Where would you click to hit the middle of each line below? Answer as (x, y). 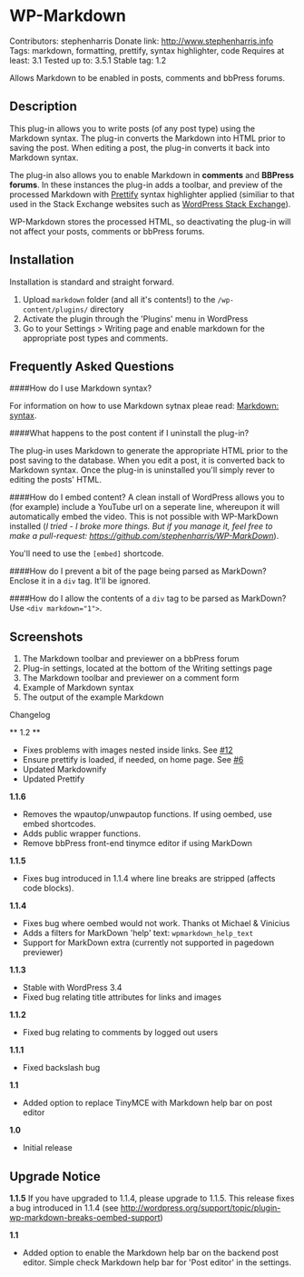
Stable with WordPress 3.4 (72, 988)
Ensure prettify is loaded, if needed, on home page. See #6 (133, 760)
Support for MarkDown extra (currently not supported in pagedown (148, 943)
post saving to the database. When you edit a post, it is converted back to (147, 461)
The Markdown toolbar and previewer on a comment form (131, 678)
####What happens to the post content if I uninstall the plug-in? (129, 434)
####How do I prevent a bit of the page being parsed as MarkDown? (138, 571)
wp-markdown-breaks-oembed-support (85, 1217)
